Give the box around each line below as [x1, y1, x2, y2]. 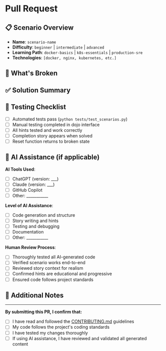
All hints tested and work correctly [12, 127, 83, 133]
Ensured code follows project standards [12, 276, 94, 283]
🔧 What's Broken [5, 69, 58, 77]
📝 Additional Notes [5, 291, 64, 299]
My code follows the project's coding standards [12, 324, 110, 330]
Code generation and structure [12, 212, 76, 218]
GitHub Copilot [12, 187, 43, 193]
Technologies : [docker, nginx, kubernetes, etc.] [12, 55, 117, 60]
